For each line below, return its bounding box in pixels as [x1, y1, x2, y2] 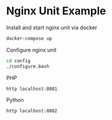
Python [6, 97, 24, 104]
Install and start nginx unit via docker [6, 24, 98, 31]
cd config [6, 58, 31, 64]
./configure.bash [6, 63, 50, 69]
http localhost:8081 [6, 85, 58, 92]
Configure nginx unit [6, 46, 57, 53]
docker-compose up [6, 35, 52, 41]
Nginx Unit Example [6, 4, 107, 18]
